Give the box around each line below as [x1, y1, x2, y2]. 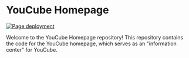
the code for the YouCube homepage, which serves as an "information [6, 40, 177, 47]
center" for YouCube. [6, 46, 58, 53]
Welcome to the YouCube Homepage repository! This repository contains [6, 34, 184, 41]
